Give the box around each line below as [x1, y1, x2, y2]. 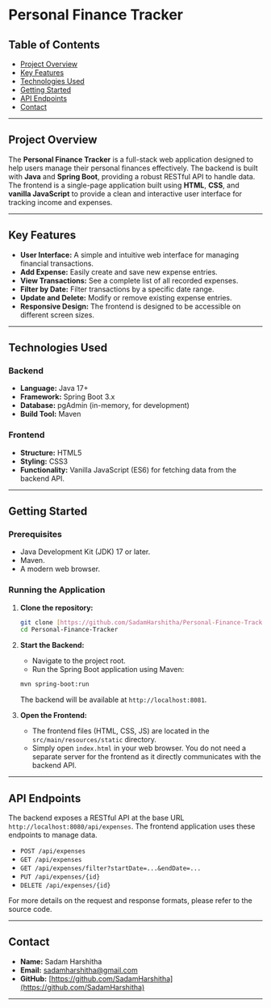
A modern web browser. [19, 564, 101, 574]
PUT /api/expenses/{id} [19, 873, 101, 881]
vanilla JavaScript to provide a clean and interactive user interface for [8, 188, 243, 199]
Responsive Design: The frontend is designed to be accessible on [19, 301, 241, 311]
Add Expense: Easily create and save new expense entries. [19, 267, 218, 276]
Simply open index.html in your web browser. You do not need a [31, 743, 247, 753]
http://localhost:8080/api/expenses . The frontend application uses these [8, 821, 256, 831]
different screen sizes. [19, 309, 95, 320]
